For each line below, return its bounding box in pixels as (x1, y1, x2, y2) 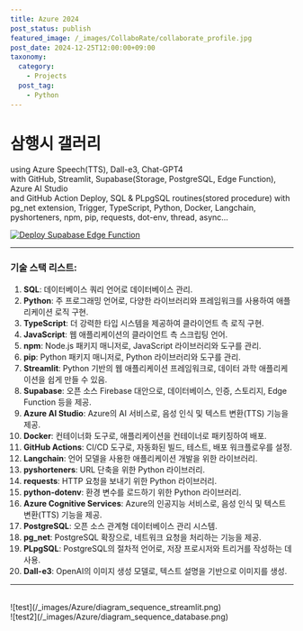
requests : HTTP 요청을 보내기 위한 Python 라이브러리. (22, 475, 218, 486)
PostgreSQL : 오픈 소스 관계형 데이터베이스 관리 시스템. (22, 520, 218, 531)
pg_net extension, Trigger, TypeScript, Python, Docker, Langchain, (10, 202, 256, 213)
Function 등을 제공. (22, 397, 93, 407)
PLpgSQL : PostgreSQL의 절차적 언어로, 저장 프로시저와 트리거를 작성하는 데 (22, 543, 292, 553)
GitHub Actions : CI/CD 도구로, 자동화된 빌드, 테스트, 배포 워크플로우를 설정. (22, 442, 293, 453)
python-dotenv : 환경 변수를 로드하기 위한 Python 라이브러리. (22, 487, 242, 498)
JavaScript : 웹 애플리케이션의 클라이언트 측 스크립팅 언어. (22, 329, 228, 340)
